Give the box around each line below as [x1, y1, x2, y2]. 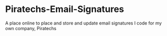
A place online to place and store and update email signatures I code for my [5, 20, 162, 26]
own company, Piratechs [5, 25, 57, 31]
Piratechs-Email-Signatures [5, 3, 124, 15]
